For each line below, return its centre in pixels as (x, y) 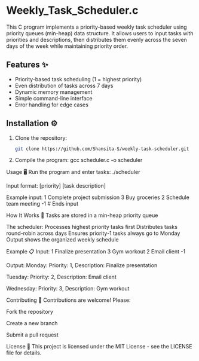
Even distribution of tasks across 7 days (64, 85)
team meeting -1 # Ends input (42, 204)
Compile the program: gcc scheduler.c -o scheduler (79, 160)
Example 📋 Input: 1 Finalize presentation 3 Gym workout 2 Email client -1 (96, 252)
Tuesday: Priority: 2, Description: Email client (61, 277)
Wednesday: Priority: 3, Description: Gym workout (68, 289)
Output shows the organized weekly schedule (62, 240)
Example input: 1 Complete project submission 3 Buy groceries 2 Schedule (98, 197)
